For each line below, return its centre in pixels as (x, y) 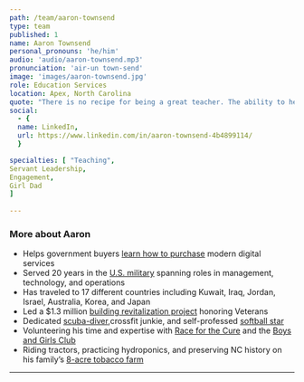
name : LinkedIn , (48, 128)
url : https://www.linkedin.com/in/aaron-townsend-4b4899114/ (135, 136)
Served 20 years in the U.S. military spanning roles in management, (148, 273)
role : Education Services (58, 85)
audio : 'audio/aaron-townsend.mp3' (76, 60)
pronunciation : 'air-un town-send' (76, 69)
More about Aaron (50, 234)
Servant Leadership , (48, 168)
